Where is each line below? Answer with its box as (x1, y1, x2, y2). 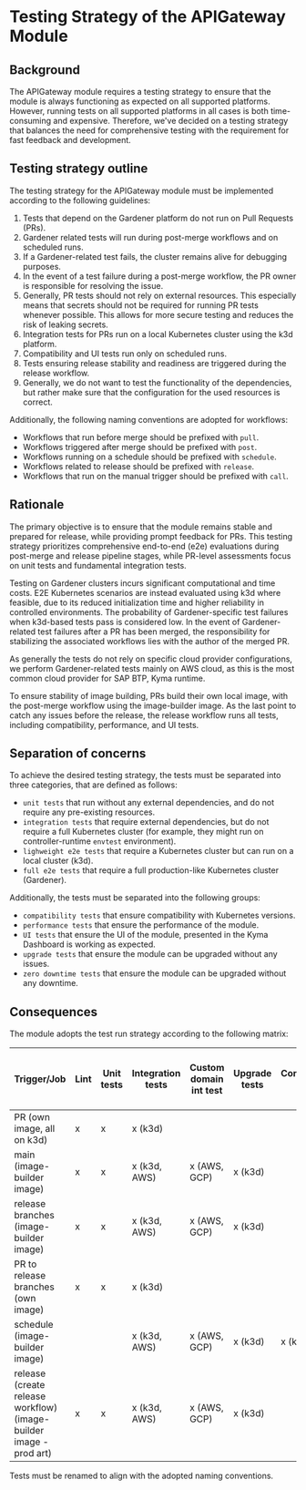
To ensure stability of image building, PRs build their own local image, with (9, 690, 289, 701)
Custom (189, 1062, 225, 1074)
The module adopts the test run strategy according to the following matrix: (9, 1028, 289, 1040)
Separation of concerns (9, 745, 147, 762)
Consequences (9, 1004, 98, 1020)
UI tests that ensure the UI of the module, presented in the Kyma (22, 930, 269, 940)
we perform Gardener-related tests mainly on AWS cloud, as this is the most (9, 663, 295, 673)
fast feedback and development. (9, 135, 132, 145)
